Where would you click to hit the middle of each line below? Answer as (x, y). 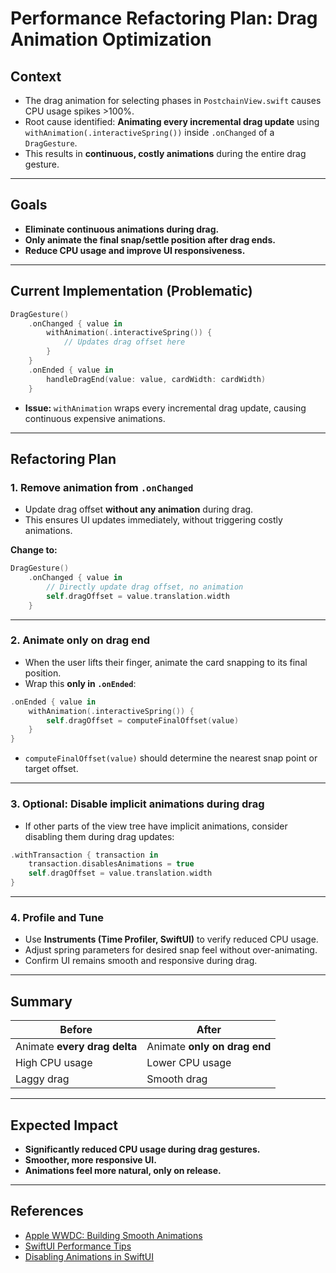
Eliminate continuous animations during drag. (122, 229)
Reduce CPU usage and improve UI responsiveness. (135, 250)
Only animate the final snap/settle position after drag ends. (150, 239)
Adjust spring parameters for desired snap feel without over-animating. (171, 950)
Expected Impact (64, 1125)
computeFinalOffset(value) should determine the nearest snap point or (171, 758)
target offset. (51, 769)
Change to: (34, 550)
